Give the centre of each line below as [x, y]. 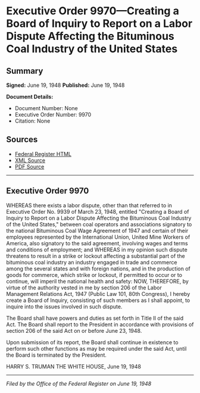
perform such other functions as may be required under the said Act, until [96, 348]
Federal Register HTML [43, 154]
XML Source [30, 160]
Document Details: [30, 97]
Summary [25, 71]
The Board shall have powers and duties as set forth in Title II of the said [95, 318]
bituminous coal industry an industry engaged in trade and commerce [92, 262]
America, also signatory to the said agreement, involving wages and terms [97, 243]
